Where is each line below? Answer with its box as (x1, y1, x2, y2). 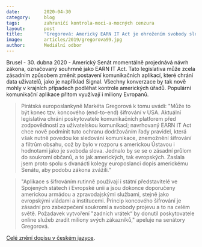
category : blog (6, 14, 55, 20)
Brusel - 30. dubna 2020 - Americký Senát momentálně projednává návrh (6, 58, 189, 66)
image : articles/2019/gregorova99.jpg (6, 37, 122, 43)
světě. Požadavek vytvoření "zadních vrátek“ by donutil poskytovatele (20, 210, 195, 217)
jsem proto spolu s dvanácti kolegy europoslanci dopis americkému (20, 160, 188, 167)
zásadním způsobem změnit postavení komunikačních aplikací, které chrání (6, 72, 194, 79)
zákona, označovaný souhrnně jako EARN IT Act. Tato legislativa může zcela (6, 65, 195, 72)
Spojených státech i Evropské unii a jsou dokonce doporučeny (20, 184, 176, 191)
